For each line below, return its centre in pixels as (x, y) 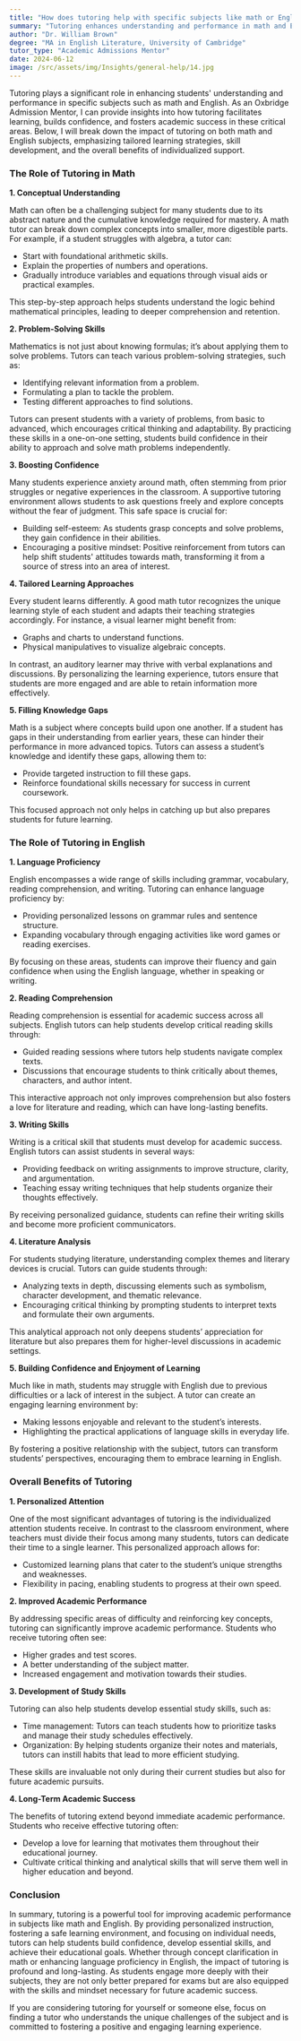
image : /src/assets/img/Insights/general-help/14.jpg (112, 68)
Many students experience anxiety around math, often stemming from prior (148, 482)
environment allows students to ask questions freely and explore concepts (146, 502)
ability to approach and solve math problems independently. (120, 448)
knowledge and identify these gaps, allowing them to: (108, 756)
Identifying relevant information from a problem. (111, 383)
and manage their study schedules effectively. (107, 1735)
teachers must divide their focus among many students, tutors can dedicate (149, 1537)
